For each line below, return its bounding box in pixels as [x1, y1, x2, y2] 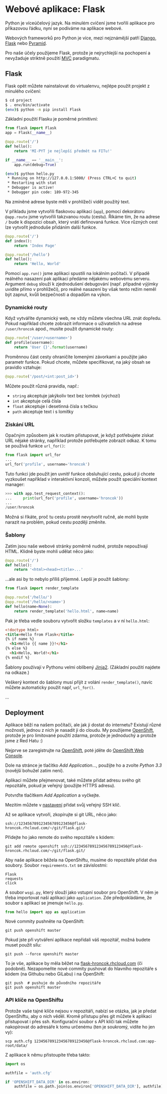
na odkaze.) [5, 669, 30, 676]
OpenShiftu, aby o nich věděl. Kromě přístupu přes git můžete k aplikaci [5, 1013, 152, 1019]
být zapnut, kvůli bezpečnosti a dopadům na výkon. [5, 291, 111, 297]
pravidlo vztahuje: [5, 365, 42, 371]
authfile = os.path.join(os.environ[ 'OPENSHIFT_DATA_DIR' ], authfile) [14, 1084, 164, 1089]
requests [5, 876, 23, 881]
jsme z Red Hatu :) [5, 737, 43, 743]
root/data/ [5, 1043, 28, 1048]
